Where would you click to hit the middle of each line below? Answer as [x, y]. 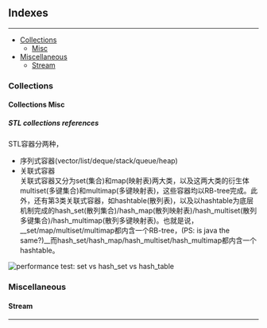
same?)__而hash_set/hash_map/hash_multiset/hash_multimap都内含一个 [138, 240]
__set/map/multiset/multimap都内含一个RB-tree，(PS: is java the [125, 231]
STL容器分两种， [36, 144]
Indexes [29, 13]
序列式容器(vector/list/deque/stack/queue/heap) [99, 161]
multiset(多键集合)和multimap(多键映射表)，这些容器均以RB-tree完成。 [135, 191]
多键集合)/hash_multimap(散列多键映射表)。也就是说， [109, 221]
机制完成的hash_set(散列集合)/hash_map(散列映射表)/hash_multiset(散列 [138, 211]
